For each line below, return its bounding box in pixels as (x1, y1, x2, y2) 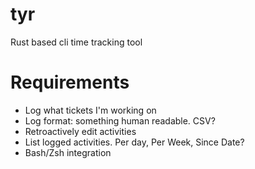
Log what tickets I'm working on (24, 104, 157, 116)
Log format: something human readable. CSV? (24, 114, 216, 127)
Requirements (10, 71, 130, 94)
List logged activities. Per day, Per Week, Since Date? (24, 136, 245, 148)
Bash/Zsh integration (24, 146, 112, 158)
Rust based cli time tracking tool (10, 36, 143, 48)
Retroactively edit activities (24, 125, 137, 137)
